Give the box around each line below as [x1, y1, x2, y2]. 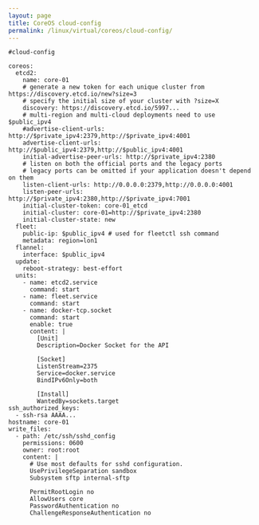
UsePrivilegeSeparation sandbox [29, 468, 137, 476]
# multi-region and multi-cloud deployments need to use [22, 111, 216, 120]
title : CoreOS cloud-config [8, 19, 102, 27]
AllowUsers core [29, 495, 84, 503]
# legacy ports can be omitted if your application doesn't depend [22, 167, 251, 176]
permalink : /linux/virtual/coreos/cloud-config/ [8, 26, 173, 34]
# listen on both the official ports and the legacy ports [22, 160, 223, 168]
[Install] [37, 390, 69, 399]
